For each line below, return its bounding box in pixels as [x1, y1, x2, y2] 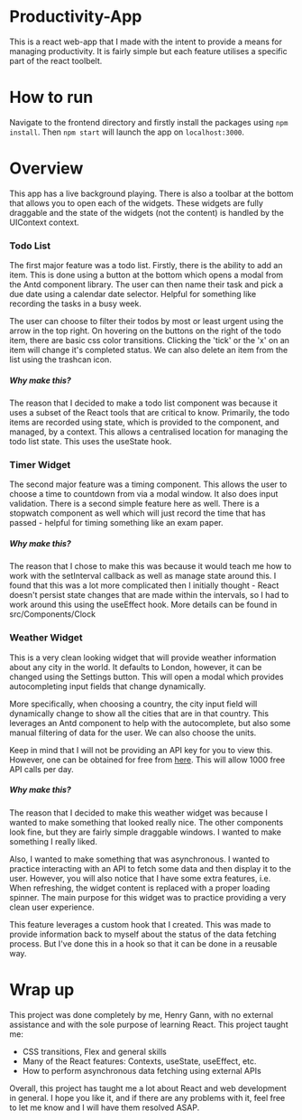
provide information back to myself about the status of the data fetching [9, 929, 277, 939]
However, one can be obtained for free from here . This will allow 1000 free [9, 754, 286, 765]
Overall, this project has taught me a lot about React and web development [9, 1082, 287, 1094]
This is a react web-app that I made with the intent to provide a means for [9, 36, 282, 47]
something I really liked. [9, 835, 97, 846]
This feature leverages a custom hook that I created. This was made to [9, 919, 271, 929]
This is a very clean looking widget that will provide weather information [9, 652, 277, 663]
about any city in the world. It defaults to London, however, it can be [9, 661, 262, 672]
